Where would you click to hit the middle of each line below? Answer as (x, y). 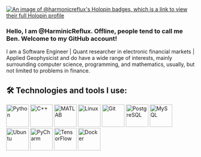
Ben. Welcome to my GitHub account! (62, 38)
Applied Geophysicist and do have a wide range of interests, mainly (89, 58)
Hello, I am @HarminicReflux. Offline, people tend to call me (95, 31)
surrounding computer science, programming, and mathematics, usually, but (100, 64)
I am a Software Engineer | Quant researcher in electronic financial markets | (100, 52)
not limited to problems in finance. (48, 71)
